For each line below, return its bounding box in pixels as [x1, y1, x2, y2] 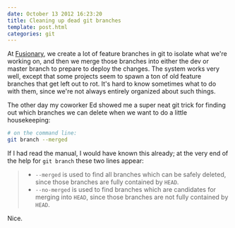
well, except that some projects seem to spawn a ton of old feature [7, 72, 202, 81]
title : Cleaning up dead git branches [7, 17, 121, 24]
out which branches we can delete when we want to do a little [7, 108, 188, 117]
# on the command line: [7, 130, 78, 137]
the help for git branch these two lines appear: [7, 156, 145, 165]
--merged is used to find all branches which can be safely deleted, [35, 171, 227, 178]
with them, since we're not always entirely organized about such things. [7, 87, 216, 96]
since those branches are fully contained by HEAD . [35, 178, 179, 186]
